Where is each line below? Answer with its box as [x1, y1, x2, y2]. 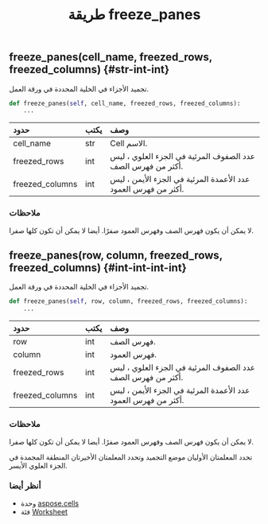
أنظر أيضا [9, 480, 41, 491]
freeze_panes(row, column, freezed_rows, [9, 249, 223, 262]
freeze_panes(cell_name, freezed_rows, [9, 50, 213, 64]
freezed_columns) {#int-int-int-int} [9, 261, 188, 275]
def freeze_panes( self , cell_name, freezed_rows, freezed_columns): [9, 99, 241, 107]
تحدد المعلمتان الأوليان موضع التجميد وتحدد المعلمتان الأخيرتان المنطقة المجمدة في [9, 452, 253, 462]
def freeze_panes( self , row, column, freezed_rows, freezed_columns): [9, 297, 248, 305]
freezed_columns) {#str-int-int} [9, 63, 170, 76]
